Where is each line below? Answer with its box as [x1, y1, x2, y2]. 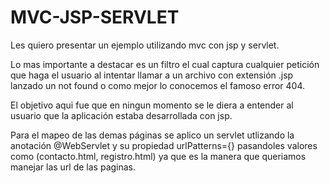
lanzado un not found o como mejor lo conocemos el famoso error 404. [10, 79, 306, 91]
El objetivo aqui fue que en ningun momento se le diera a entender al [10, 99, 294, 111]
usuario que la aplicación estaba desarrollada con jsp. [10, 109, 233, 121]
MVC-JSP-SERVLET [10, 6, 180, 29]
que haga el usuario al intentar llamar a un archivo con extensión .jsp [10, 69, 294, 81]
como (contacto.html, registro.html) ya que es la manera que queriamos [10, 150, 307, 162]
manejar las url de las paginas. [10, 161, 137, 173]
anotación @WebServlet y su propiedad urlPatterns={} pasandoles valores [10, 139, 318, 151]
